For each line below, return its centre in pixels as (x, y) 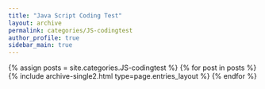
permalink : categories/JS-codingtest (71, 30)
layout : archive (35, 23)
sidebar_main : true (40, 45)
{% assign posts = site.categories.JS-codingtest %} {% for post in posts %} (132, 68)
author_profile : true (44, 38)
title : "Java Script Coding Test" (65, 15)
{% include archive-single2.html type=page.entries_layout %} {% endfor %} (133, 76)
